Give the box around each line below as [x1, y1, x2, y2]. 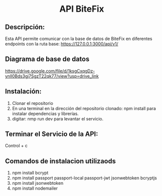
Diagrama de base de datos [5, 55, 90, 63]
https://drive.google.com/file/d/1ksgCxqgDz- [5, 68, 95, 74]
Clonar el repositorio [12, 100, 54, 106]
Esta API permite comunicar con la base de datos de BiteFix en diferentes [5, 36, 152, 41]
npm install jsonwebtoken [12, 180, 64, 186]
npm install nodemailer [12, 185, 58, 191]
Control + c [5, 143, 28, 149]
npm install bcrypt [12, 170, 49, 176]
